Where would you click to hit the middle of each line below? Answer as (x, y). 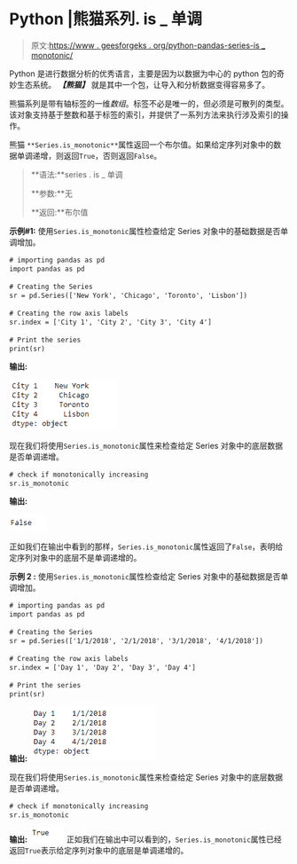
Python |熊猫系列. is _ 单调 (106, 19)
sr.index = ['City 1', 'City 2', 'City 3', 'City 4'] (111, 322)
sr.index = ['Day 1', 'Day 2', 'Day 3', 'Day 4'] (103, 667)
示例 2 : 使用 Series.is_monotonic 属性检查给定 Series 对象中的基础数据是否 (145, 576)
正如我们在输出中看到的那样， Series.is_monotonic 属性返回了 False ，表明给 (146, 546)
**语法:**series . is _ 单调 (77, 174)
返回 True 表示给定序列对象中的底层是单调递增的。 (99, 850)
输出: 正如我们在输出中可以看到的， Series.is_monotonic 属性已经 (145, 839)
